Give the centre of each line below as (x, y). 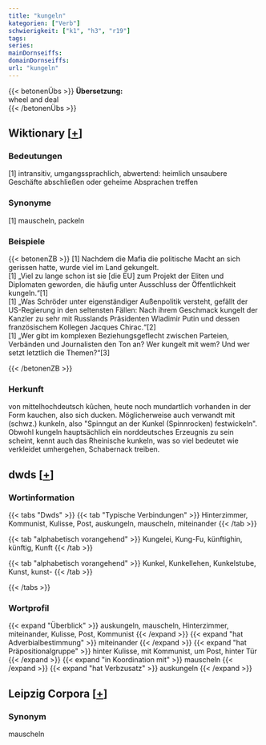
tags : (17, 38)
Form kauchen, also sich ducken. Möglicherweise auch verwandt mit (121, 415)
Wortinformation (41, 497)
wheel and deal (34, 99)
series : (21, 46)
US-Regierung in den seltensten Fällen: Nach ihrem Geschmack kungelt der (133, 310)
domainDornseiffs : (39, 61)
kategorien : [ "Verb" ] (44, 23)
